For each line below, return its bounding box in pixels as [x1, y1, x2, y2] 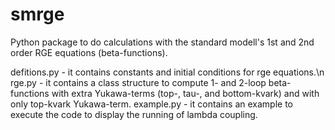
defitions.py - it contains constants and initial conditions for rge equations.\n [10, 66, 325, 78]
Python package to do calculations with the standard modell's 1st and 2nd [10, 36, 315, 48]
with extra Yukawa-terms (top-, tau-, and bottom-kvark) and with [51, 87, 320, 99]
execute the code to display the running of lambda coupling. [10, 108, 258, 120]
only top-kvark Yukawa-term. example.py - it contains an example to [10, 98, 294, 110]
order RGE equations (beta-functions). [10, 46, 168, 58]
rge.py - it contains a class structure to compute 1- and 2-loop [10, 76, 267, 88]
